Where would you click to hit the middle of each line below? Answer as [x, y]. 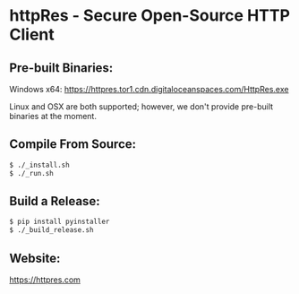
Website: [35, 258]
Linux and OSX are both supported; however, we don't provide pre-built [141, 107]
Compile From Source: [73, 144]
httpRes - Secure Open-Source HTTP [150, 16]
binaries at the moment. [53, 116]
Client [32, 35]
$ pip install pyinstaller [60, 222]
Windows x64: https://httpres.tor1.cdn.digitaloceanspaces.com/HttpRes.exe [149, 89]
